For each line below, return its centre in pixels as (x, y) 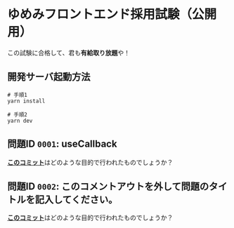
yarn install (26, 101)
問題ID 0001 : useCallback (62, 144)
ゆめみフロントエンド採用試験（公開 (112, 14)
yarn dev (20, 121)
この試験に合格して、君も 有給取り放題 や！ (69, 53)
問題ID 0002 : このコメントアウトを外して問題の (108, 186)
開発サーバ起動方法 (49, 77)
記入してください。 (76, 200)
